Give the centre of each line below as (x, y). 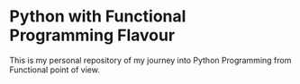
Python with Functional (98, 17)
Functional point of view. (55, 70)
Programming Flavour (92, 35)
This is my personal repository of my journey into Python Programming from (150, 60)
